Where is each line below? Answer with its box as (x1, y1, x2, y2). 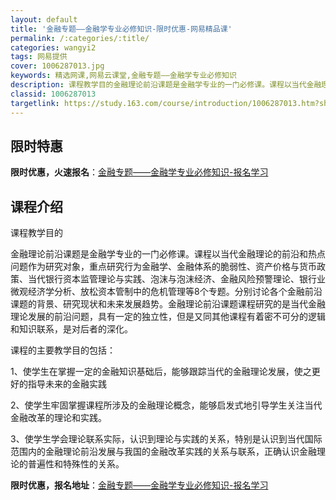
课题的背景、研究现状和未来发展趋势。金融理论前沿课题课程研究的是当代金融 (10, 298, 326, 310)
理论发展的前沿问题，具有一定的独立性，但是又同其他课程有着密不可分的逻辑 (10, 311, 326, 323)
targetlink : (10, 98, 60, 108)
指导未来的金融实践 (27, 378, 107, 390)
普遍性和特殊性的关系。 (27, 458, 125, 470)
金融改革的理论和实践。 (10, 412, 107, 424)
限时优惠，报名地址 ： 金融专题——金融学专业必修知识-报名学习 (10, 479, 269, 491)
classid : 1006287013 (10, 89, 97, 99)
